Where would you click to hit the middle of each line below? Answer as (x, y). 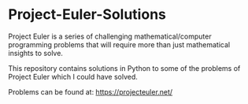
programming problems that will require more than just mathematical (119, 44)
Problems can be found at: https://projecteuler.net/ (91, 91)
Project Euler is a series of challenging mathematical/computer (110, 36)
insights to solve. (35, 53)
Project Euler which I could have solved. (73, 76)
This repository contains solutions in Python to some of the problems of (124, 68)
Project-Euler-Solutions (87, 15)
